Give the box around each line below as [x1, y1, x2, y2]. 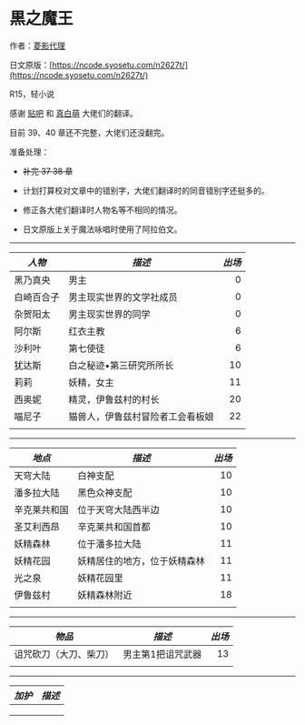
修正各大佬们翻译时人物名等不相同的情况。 [22, 204, 182, 215]
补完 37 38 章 [22, 166, 74, 176]
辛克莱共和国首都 [77, 520, 152, 533]
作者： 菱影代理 [9, 40, 65, 51]
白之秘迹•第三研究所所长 [68, 358, 174, 371]
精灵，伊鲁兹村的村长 [68, 393, 161, 406]
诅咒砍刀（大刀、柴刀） [14, 648, 115, 660]
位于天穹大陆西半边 [77, 503, 161, 516]
